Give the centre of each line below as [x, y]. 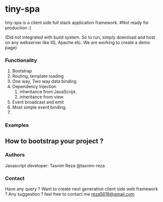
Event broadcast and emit [38, 102]
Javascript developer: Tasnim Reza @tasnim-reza [55, 165]
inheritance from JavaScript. [48, 92]
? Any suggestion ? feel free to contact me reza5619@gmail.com [70, 194]
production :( [18, 27]
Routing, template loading [38, 76]
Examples [17, 125]
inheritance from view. [42, 97]
